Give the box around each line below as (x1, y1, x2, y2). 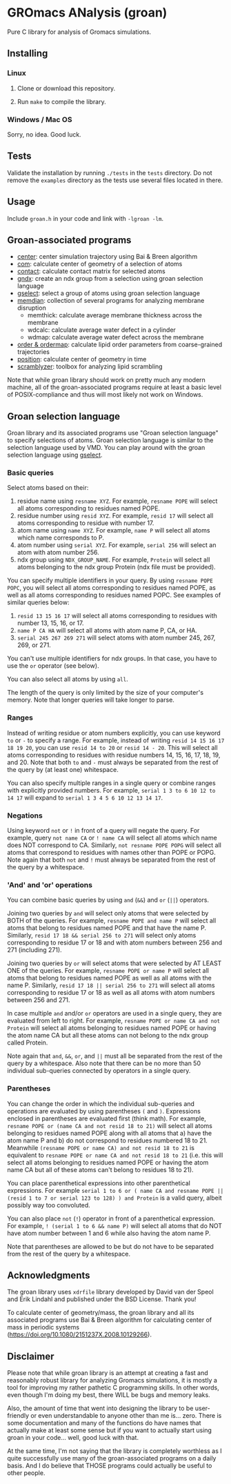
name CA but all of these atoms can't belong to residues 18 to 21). (7, 1165, 194, 1174)
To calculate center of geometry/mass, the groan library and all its (7, 1309, 194, 1317)
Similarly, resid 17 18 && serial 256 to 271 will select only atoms (7, 931, 197, 940)
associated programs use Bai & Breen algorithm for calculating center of (7, 1316, 212, 1324)
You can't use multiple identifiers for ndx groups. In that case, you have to (7, 654, 217, 663)
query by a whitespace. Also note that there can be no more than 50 (7, 1059, 201, 1067)
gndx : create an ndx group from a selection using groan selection (17, 275, 203, 283)
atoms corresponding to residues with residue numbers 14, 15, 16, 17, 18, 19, (7, 751, 221, 759)
